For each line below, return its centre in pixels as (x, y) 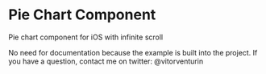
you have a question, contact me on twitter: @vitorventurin (106, 61)
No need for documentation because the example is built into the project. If (133, 52)
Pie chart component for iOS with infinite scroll (86, 37)
